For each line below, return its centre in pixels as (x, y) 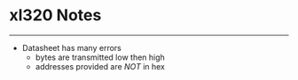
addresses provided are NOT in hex (100, 66)
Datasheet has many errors (71, 47)
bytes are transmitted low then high (100, 57)
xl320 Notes (55, 15)
